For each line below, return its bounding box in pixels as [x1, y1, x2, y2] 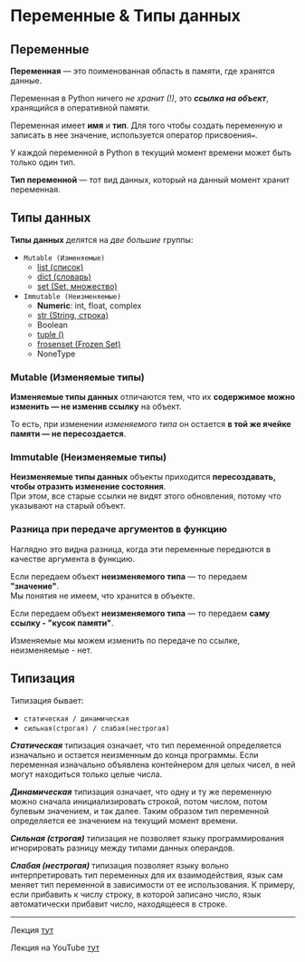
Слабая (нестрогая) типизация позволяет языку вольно [10, 860, 229, 870]
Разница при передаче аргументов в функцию [10, 523, 227, 536]
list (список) [36, 261, 84, 272]
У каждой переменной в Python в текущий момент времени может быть [10, 147, 292, 158]
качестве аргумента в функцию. [10, 553, 135, 564]
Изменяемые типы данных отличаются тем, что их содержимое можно [10, 392, 296, 403]
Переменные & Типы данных [10, 5, 241, 26]
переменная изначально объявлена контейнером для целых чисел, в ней [10, 759, 296, 770]
